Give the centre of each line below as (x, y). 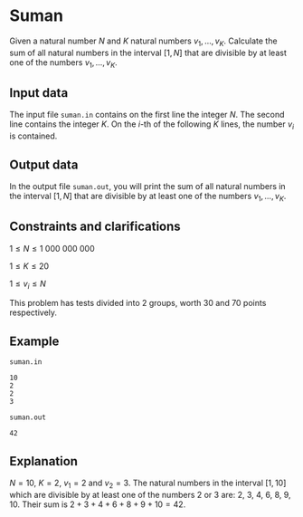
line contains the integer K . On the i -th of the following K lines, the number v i (151, 125)
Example (34, 341)
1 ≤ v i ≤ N (28, 284)
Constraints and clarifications (95, 227)
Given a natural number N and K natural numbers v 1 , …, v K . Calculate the (143, 42)
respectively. (33, 312)
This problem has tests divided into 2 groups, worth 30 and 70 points (138, 303)
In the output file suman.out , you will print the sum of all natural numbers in (148, 186)
